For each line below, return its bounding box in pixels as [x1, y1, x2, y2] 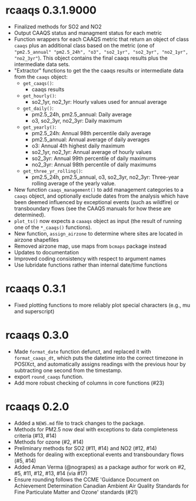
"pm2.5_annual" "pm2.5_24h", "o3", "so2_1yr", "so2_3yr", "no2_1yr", [14, 49, 189, 55]
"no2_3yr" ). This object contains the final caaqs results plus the [14, 54, 168, 61]
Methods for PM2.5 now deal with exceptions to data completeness [14, 425, 178, 433]
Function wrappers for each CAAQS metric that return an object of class [14, 35, 189, 42]
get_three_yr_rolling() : [22, 167, 83, 174]
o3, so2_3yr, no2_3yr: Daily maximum [31, 117, 122, 124]
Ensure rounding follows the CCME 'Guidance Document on [14, 476, 160, 483]
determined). [14, 211, 46, 218]
